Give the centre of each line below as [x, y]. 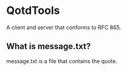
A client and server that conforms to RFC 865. [64, 27]
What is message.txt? [49, 46]
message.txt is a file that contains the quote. [62, 61]
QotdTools [33, 11]
